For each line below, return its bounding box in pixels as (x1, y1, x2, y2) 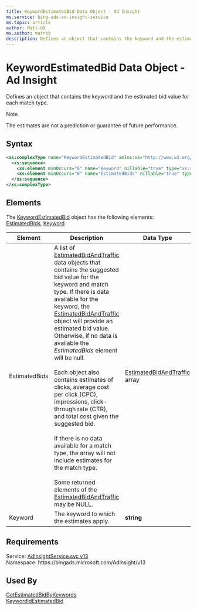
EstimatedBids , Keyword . (6, 219, 66, 226)
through (53, 405, 76, 413)
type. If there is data (53, 287, 110, 296)
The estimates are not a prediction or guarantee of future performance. (6, 121, 178, 129)
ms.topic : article (6, 19, 51, 25)
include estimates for (53, 456, 113, 464)
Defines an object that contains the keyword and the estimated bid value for (6, 93, 189, 100)
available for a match (53, 441, 111, 449)
